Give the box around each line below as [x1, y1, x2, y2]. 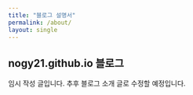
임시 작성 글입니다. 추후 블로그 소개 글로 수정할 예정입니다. [8, 79, 186, 88]
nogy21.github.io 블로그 [8, 56, 124, 70]
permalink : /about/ [8, 19, 72, 26]
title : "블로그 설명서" [8, 11, 76, 19]
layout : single [8, 26, 58, 33]
